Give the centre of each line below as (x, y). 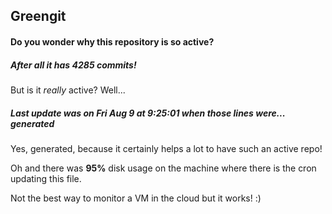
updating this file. (46, 178)
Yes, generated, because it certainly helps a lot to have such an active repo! (166, 148)
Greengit (38, 16)
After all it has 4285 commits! (73, 65)
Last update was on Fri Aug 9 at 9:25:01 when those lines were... (148, 113)
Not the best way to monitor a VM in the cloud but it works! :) (136, 198)
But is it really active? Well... (68, 90)
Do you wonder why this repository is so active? (112, 41)
